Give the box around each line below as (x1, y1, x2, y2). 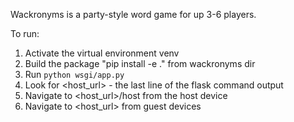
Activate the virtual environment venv (24, 47, 180, 59)
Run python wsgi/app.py (24, 69, 125, 80)
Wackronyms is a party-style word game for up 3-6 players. (10, 9, 257, 20)
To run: (10, 28, 40, 39)
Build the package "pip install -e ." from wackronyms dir (24, 58, 256, 69)
